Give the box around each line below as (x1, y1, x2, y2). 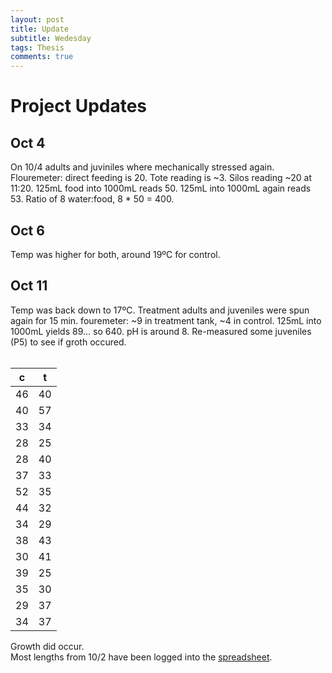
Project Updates (10, 95, 148, 118)
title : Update (10, 24, 70, 34)
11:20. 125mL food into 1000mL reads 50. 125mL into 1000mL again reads (10, 182, 312, 195)
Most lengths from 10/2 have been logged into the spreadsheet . (10, 651, 273, 663)
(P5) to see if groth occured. (10, 336, 127, 348)
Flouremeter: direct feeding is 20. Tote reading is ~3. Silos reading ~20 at (10, 172, 312, 184)
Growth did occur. (10, 640, 85, 652)
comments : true (10, 52, 74, 62)
